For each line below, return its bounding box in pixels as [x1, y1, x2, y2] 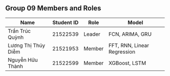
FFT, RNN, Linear [108, 42, 149, 49]
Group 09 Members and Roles [5, 4, 101, 13]
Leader [83, 30, 101, 37]
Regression [108, 48, 136, 55]
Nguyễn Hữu [8, 56, 38, 63]
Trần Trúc [8, 27, 31, 34]
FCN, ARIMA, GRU [108, 30, 152, 37]
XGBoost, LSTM [108, 59, 146, 66]
